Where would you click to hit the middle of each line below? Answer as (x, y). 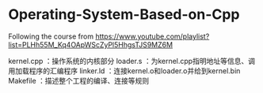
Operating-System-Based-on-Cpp (124, 15)
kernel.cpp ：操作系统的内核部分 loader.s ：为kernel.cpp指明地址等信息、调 (132, 61)
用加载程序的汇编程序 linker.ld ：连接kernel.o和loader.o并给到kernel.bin (124, 71)
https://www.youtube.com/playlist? (152, 36)
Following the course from (51, 36)
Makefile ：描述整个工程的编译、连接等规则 (79, 80)
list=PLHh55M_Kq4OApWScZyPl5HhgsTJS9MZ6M (90, 44)
